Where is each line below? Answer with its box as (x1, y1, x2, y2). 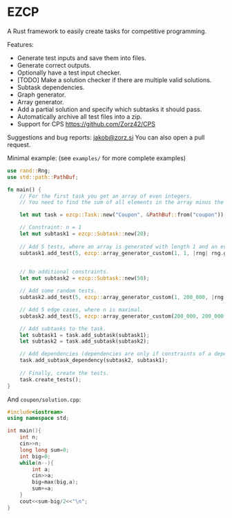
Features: (7, 40, 35, 48)
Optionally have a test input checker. (17, 68, 122, 77)
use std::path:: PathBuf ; (7, 173, 79, 180)
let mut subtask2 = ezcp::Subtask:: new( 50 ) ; (19, 275, 150, 282)
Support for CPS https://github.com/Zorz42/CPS (17, 119, 155, 128)
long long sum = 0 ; (19, 446, 70, 453)
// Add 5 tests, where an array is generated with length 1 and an (19, 243, 217, 250)
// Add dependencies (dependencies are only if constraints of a (19, 350, 212, 358)
